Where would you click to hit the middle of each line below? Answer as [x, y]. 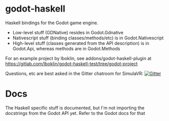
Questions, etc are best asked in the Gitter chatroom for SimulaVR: [74, 73]
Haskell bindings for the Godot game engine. [52, 23]
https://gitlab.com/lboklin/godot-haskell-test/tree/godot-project [72, 64]
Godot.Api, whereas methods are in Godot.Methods [66, 48]
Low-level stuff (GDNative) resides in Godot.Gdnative [68, 32]
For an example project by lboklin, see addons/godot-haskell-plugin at [78, 58]
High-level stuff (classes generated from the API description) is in [81, 43]
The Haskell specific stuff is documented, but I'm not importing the [75, 108]
